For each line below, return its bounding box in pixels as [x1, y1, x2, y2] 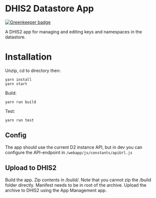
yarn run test [5, 118, 34, 123]
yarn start [5, 81, 28, 86]
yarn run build [5, 99, 36, 104]
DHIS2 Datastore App [5, 3, 94, 14]
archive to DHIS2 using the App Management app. [5, 187, 107, 193]
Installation [5, 51, 52, 63]
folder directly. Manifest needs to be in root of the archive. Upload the [5, 182, 147, 188]
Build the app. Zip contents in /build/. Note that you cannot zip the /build [5, 177, 152, 183]
